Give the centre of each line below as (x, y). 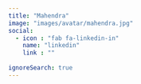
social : (21, 30)
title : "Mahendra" (39, 16)
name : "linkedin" (51, 46)
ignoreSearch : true (41, 68)
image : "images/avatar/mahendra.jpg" (71, 23)
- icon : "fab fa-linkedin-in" (67, 38)
